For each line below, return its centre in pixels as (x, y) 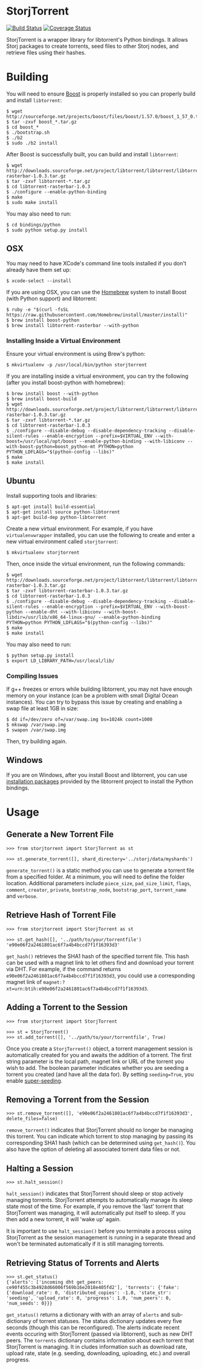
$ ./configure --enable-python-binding (56, 192)
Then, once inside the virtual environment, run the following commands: (96, 564)
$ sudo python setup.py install (47, 230)
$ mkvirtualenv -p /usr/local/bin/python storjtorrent (77, 365)
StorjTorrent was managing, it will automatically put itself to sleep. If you (96, 1213)
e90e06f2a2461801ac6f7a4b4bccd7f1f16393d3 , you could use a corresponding (101, 975)
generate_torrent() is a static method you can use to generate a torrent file (100, 870)
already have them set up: (39, 269)
